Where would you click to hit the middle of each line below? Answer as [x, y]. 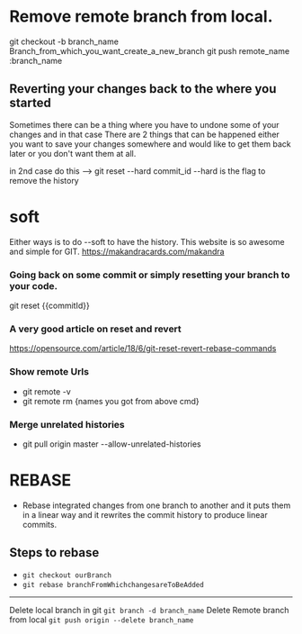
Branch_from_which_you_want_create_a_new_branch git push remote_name [150, 50]
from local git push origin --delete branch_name [102, 620]
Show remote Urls [49, 372]
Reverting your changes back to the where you [143, 89]
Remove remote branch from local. [141, 17]
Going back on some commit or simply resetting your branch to [150, 275]
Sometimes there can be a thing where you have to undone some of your [145, 124]
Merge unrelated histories [67, 424]
